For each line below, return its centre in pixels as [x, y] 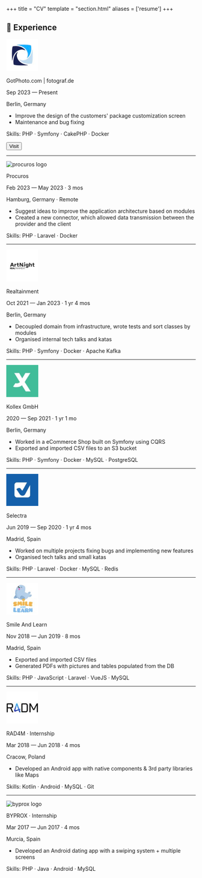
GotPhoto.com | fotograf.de [40, 80]
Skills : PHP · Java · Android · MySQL [51, 868]
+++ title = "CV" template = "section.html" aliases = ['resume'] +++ [90, 9]
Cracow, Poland [26, 757]
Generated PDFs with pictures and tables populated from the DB [94, 666]
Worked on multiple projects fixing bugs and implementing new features [104, 551]
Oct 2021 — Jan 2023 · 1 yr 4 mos [48, 303]
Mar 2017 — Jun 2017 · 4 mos [43, 827]
